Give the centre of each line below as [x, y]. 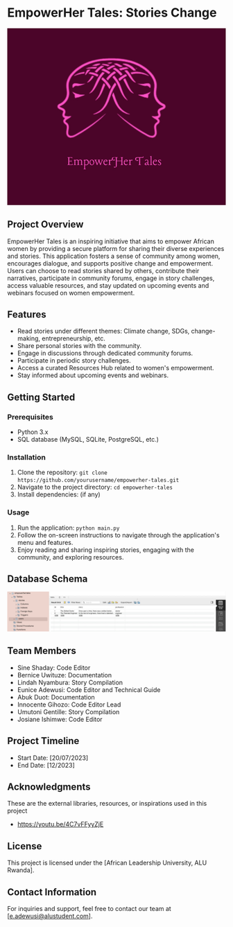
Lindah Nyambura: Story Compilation [70, 682]
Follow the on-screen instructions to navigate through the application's [118, 535]
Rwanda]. [21, 870]
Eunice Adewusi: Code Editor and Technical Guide [89, 690]
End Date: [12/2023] [46, 765]
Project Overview [45, 224]
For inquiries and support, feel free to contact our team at [89, 909]
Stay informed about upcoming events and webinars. [93, 375]
